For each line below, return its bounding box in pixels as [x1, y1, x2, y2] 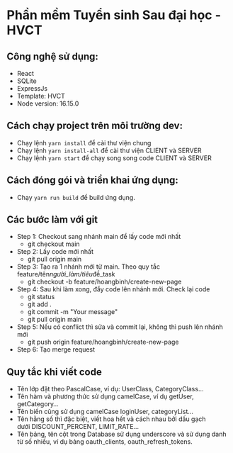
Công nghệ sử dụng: [6, 50, 98, 62]
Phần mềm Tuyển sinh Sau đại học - [6, 7, 221, 23]
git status [27, 293, 55, 301]
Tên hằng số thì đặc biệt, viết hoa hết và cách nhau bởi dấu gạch [16, 415, 206, 423]
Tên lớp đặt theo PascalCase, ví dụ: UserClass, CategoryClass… [16, 385, 204, 393]
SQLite [16, 77, 37, 85]
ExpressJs [16, 84, 47, 92]
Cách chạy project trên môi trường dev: [6, 120, 183, 132]
